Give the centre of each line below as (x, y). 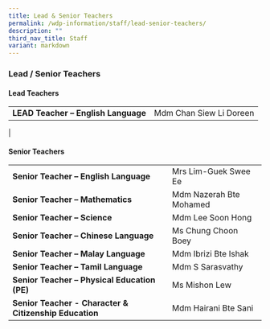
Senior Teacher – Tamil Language (78, 267)
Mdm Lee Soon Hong (212, 218)
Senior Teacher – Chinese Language (83, 236)
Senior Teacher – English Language (82, 176)
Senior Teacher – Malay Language (79, 254)
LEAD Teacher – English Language (79, 113)
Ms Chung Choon (205, 231)
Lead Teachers (34, 93)
